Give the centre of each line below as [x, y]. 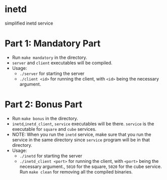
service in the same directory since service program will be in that [81, 140]
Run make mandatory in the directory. [49, 57]
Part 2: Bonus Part [44, 105]
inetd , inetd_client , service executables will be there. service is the [83, 124]
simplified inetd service [29, 23]
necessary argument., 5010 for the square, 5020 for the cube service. [91, 166]
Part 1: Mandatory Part [53, 43]
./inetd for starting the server [51, 156]
